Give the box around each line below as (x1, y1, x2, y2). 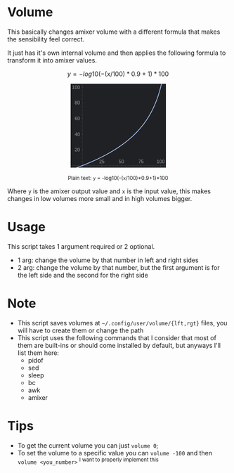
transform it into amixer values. (7, 56, 97, 64)
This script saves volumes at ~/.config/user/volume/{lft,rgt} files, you (17, 318, 228, 327)
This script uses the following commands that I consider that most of (17, 333, 216, 342)
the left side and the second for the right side (17, 271, 149, 279)
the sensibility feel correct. (7, 34, 85, 43)
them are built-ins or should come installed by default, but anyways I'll (17, 341, 221, 349)
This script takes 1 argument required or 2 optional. (7, 242, 155, 250)
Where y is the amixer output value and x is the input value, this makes (7, 187, 211, 195)
